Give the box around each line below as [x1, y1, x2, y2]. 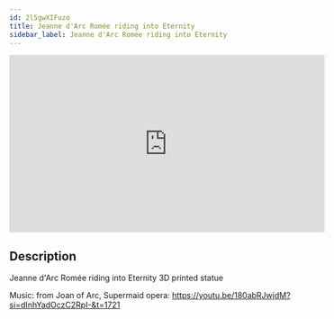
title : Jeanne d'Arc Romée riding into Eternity [9, 22, 195, 31]
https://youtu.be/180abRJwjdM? [172, 290, 291, 301]
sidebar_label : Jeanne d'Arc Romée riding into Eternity [9, 30, 228, 39]
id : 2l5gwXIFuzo [9, 13, 70, 23]
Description [9, 249, 77, 264]
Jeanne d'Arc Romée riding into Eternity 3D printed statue [9, 272, 224, 284]
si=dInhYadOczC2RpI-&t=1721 [9, 299, 121, 311]
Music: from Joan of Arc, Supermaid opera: [9, 290, 171, 301]
